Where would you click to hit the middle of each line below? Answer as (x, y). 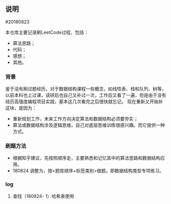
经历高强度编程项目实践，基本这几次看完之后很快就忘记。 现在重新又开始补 (84, 101)
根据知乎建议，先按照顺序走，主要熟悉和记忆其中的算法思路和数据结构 (87, 158)
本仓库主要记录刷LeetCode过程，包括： (47, 32)
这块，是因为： (21, 108)
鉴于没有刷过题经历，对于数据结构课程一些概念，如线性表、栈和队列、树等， (86, 89)
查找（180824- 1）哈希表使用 (43, 196)
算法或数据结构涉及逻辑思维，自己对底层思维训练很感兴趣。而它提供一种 (89, 125)
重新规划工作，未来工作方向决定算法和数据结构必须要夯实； (75, 119)
